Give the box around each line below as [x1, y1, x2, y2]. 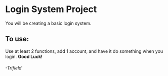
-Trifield [5, 65, 22, 71]
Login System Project [5, 4, 97, 15]
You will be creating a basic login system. [5, 20, 92, 26]
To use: [5, 35, 29, 43]
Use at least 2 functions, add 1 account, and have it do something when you [5, 48, 163, 54]
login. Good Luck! [5, 53, 43, 59]
